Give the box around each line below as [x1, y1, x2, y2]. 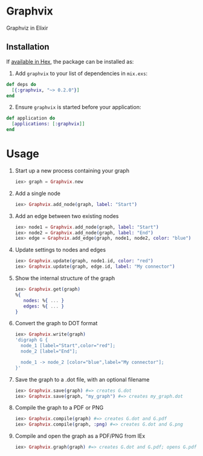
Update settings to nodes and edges [14, 246, 106, 254]
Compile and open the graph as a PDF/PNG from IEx [14, 432, 146, 440]
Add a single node [14, 190, 60, 197]
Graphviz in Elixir [6, 24, 48, 31]
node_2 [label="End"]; [21, 348, 78, 355]
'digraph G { [14, 337, 48, 343]
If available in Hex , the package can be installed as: [6, 58, 134, 65]
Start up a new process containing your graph [14, 167, 130, 174]
